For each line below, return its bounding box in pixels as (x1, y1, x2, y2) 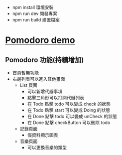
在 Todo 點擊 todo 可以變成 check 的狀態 (27, 101, 111, 107)
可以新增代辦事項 (27, 89, 63, 94)
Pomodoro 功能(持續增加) (5, 55, 84, 64)
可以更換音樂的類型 (27, 145, 67, 151)
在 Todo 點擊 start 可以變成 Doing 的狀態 (27, 107, 111, 113)
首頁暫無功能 (12, 70, 39, 76)
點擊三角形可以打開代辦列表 (27, 95, 85, 101)
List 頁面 (19, 82, 37, 88)
